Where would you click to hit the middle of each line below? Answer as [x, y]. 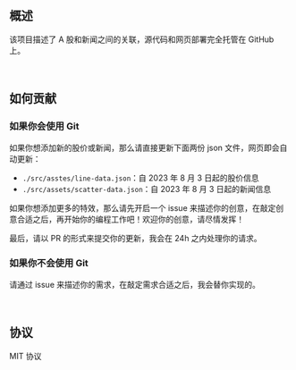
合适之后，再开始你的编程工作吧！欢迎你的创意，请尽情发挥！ [130, 219]
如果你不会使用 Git [49, 264]
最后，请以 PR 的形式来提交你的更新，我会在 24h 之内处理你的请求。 [135, 238]
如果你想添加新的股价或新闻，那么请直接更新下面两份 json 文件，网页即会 [144, 147]
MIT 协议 [25, 356]
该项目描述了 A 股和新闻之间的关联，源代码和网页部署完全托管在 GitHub [142, 39]
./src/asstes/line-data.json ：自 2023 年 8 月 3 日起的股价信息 [140, 178]
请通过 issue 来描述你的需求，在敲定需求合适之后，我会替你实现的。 [135, 284]
